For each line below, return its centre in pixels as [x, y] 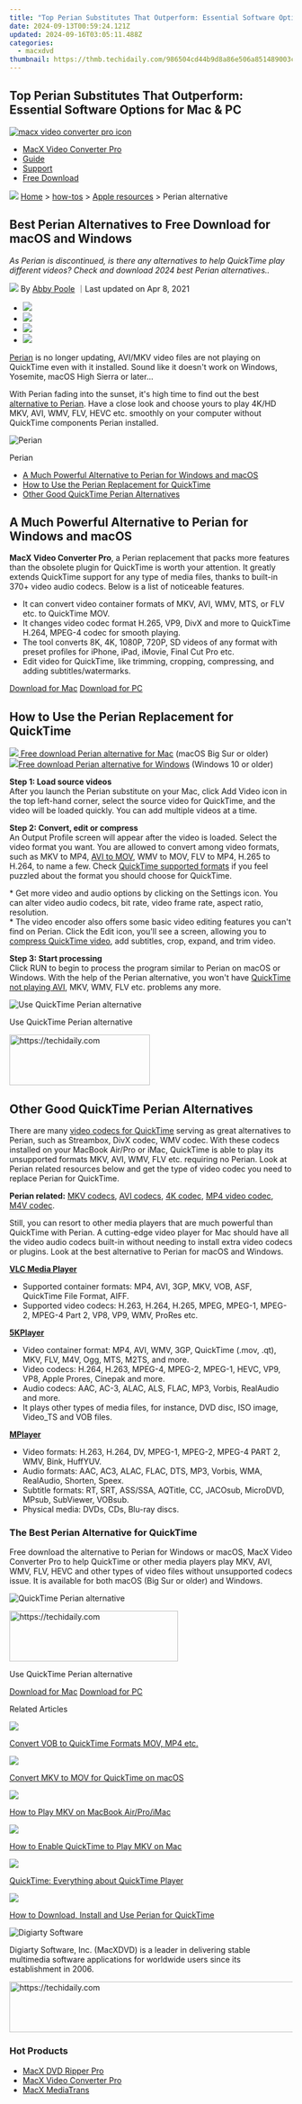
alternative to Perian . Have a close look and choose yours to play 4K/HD [143, 403]
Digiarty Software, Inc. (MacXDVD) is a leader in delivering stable [130, 1950]
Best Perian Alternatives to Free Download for [140, 225]
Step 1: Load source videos [61, 782]
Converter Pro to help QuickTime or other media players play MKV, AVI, [141, 1562]
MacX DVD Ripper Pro [63, 2071]
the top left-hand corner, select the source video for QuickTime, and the [142, 801]
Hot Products [39, 2051]
